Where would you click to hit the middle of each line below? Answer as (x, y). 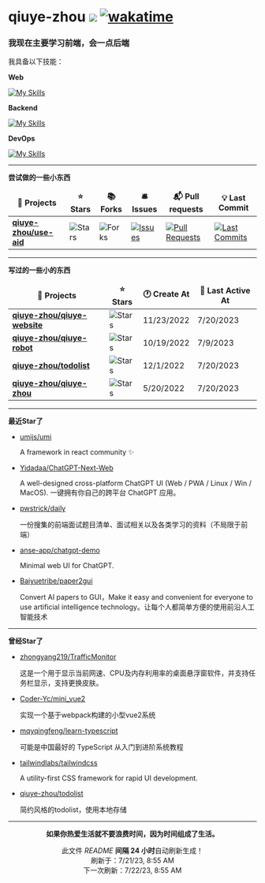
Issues (145, 209)
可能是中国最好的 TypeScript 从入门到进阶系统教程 (101, 747)
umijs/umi (35, 437)
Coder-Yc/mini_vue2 (52, 699)
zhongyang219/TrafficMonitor (68, 657)
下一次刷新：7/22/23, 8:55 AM (132, 870)
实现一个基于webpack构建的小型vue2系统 (88, 715)
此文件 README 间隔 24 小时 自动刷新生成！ (132, 851)
